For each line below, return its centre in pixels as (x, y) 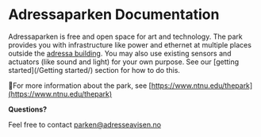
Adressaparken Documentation (114, 15)
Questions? (28, 109)
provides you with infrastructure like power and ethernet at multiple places (130, 44)
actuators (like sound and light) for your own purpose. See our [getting (124, 62)
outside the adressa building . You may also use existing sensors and (120, 53)
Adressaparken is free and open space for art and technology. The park (126, 36)
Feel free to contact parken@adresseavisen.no (84, 124)
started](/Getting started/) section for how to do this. (94, 70)
